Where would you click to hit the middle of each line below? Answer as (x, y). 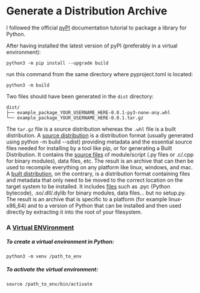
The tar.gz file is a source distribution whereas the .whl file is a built (91, 129)
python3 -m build (28, 85)
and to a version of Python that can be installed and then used (104, 205)
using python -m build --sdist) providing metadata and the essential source (99, 142)
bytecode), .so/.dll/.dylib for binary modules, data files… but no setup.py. (96, 193)
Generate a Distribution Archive (87, 11)
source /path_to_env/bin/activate (50, 284)
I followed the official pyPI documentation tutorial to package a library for (96, 28)
